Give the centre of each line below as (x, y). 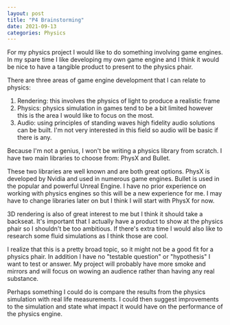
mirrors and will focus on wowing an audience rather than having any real (111, 271)
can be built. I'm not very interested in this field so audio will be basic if (117, 130)
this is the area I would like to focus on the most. (85, 116)
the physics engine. (35, 314)
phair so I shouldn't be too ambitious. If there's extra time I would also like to (115, 229)
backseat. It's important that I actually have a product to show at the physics (115, 222)
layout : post (26, 13)
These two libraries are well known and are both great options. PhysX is (109, 171)
